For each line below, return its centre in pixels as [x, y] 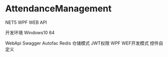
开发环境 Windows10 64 [30, 32]
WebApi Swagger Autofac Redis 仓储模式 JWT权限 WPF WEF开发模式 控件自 [84, 43]
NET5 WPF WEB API [26, 22]
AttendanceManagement [58, 9]
